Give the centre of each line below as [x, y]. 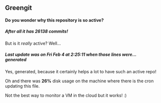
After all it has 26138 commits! [37, 31]
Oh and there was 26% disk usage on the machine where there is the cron [79, 81]
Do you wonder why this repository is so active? [55, 20]
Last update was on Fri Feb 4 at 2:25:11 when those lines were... [71, 54]
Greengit [19, 8]
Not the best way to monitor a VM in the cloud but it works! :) [66, 95]
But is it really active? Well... [33, 43]
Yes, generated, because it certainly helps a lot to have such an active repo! [81, 71]
